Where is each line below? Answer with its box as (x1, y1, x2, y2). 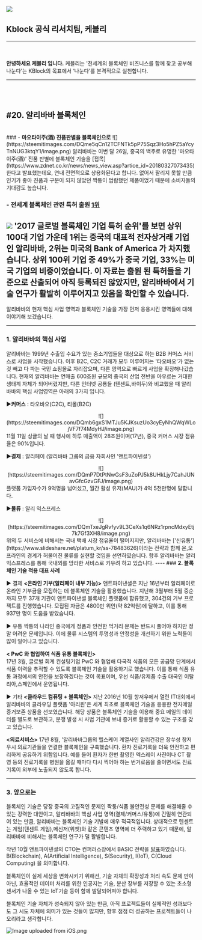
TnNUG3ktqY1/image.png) (6, 147, 72, 154)
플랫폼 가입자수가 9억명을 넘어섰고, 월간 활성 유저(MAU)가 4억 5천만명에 (6, 484, 176, 492)
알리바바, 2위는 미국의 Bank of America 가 (15, 243, 167, 254)
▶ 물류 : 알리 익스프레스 (6, 505, 61, 512)
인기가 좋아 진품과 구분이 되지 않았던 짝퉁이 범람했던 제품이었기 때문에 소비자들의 (6, 176, 196, 183)
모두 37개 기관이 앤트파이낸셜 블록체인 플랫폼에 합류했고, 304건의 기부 (17, 594, 183, 602)
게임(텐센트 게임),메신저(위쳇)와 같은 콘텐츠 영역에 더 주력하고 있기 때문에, (12, 825, 186, 832)
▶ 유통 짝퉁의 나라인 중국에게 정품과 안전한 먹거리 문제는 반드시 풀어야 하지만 (6, 622, 188, 629)
